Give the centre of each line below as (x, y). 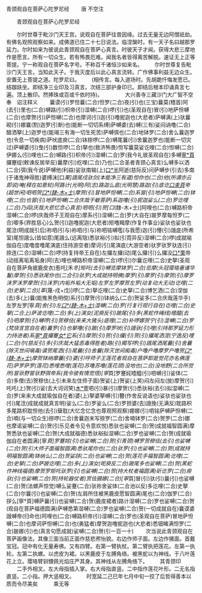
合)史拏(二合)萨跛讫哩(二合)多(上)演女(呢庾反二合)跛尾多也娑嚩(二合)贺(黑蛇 (99, 463)
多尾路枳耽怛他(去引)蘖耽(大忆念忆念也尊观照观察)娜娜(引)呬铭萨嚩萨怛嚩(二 (100, 411)
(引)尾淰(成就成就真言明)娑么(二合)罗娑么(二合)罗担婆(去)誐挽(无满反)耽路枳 (99, 403)
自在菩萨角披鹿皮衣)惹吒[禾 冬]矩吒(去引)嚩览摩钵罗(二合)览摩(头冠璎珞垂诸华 (100, 268)
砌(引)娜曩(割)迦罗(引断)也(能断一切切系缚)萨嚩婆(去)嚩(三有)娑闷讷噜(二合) (98, 125)
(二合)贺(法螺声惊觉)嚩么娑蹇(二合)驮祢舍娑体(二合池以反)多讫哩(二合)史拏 (97, 486)
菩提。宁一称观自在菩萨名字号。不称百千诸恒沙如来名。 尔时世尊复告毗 (99, 64)
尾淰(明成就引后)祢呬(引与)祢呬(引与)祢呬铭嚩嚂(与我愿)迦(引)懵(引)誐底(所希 (100, 230)
